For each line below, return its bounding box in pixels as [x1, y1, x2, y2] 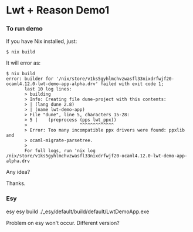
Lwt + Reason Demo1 [6, 4, 110, 17]
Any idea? [6, 169, 31, 176]
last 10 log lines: [24, 86, 72, 92]
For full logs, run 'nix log [24, 148, 96, 154]
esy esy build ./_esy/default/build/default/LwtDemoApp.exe [6, 208, 150, 215]
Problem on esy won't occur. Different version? [6, 219, 120, 226]
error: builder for [6, 76, 54, 82]
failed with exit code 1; [100, 81, 164, 87]
